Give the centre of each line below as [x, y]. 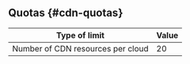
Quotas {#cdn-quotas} [66, 13]
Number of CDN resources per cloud [80, 48]
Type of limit [81, 35]
